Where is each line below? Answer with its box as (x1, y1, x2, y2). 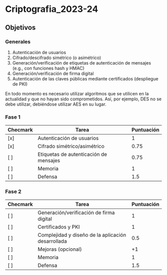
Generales (5, 38, 31, 45)
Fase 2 (5, 188, 21, 195)
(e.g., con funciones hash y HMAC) (12, 65, 84, 71)
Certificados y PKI (37, 223, 80, 230)
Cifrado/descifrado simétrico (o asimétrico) (12, 55, 101, 61)
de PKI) (12, 81, 28, 87)
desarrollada (37, 238, 67, 245)
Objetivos (5, 23, 36, 32)
